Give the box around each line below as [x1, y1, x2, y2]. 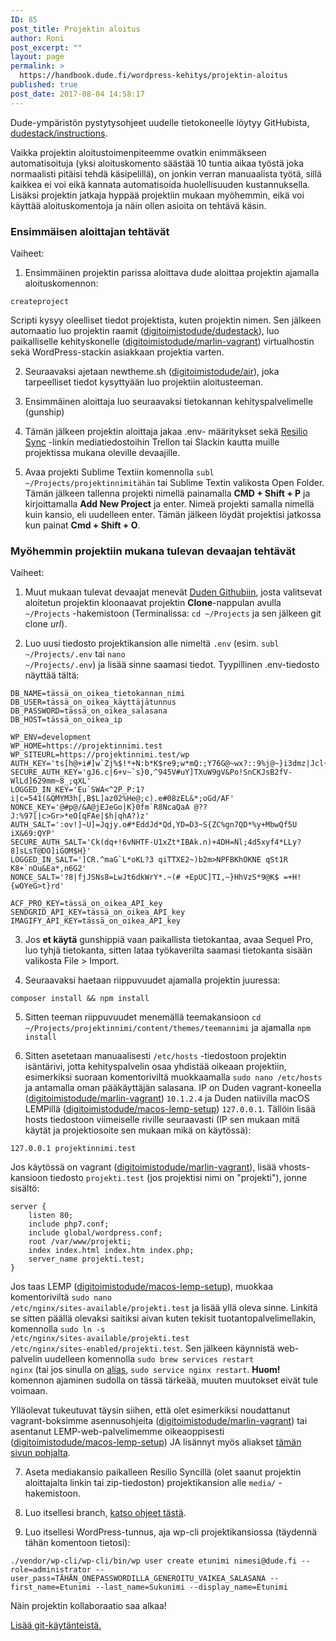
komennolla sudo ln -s [10, 1323, 106, 1335]
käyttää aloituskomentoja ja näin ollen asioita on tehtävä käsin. [10, 199, 267, 211]
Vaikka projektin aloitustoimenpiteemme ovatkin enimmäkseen [10, 146, 267, 158]
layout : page [10, 52, 65, 62]
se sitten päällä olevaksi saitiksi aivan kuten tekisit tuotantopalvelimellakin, [10, 1312, 317, 1325]
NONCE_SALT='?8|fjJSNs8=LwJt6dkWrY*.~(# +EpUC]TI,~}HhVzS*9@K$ [10, 872, 280, 883]
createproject [10, 296, 70, 306]
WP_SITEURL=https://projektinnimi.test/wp [10, 750, 190, 760]
